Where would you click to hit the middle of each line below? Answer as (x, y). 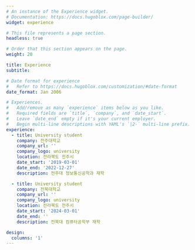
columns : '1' (27, 238)
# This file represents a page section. (56, 33)
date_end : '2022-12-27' (46, 167)
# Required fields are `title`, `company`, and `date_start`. (86, 114)
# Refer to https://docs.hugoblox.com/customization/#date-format (92, 86)
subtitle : (18, 70)
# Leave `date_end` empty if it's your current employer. (81, 119)
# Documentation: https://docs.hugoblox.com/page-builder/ (80, 17)
